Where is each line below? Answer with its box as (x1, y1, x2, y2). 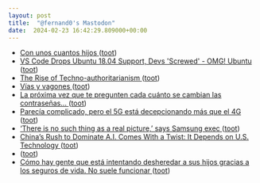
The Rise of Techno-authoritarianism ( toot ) (19, 73, 161, 83)
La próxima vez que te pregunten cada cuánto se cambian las (19, 90, 222, 100)
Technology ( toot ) (19, 140, 80, 151)
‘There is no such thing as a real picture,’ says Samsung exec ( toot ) (19, 124, 240, 133)
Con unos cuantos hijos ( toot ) (19, 48, 118, 58)
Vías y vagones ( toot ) (19, 82, 91, 91)
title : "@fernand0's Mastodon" (8, 19, 115, 27)
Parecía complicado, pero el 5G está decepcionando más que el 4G (19, 107, 242, 116)
